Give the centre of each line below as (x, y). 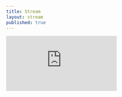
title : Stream (24, 11)
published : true (26, 22)
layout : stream (25, 17)
